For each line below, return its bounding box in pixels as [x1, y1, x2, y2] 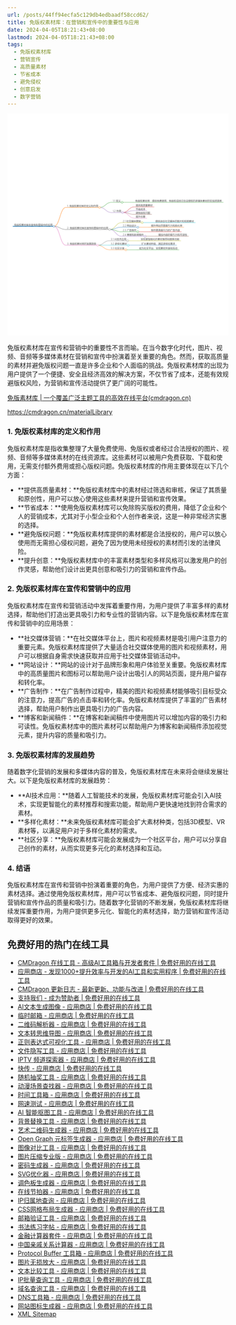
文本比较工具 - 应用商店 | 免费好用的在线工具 [17, 1267, 147, 1275]
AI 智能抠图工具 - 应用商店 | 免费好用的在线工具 [17, 1108, 155, 1116]
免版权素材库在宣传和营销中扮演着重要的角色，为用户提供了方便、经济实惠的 [7, 881, 229, 889]
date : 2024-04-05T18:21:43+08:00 [7, 26, 105, 33]
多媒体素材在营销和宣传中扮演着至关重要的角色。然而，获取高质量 [37, 352, 229, 361]
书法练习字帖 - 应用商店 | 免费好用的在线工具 [17, 1223, 147, 1231]
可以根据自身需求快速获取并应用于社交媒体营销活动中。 [23, 652, 184, 660]
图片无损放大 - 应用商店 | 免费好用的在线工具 [17, 1258, 147, 1267]
